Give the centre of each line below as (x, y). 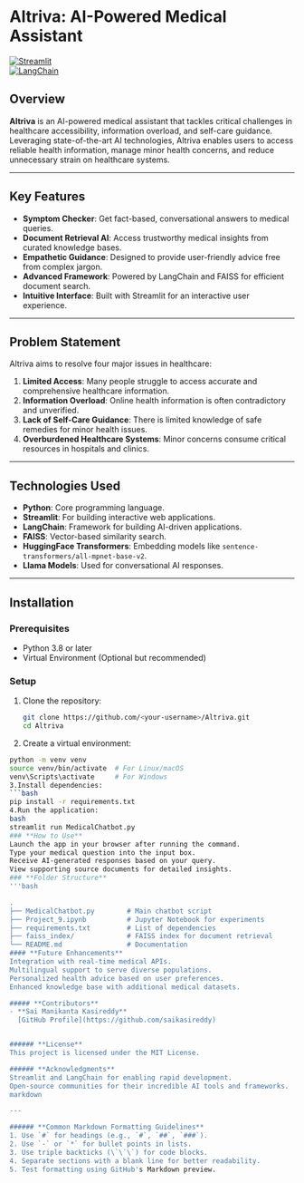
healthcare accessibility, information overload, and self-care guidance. (141, 131)
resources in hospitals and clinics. (85, 449)
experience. (45, 305)
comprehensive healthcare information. (96, 391)
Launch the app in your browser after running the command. (125, 844)
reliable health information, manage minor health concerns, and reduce (142, 150)
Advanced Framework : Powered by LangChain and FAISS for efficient (153, 276)
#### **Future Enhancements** (66, 954)
